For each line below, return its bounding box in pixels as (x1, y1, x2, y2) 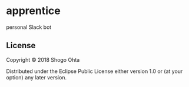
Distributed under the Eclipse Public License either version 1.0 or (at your (6, 68, 183, 75)
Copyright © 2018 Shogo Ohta (6, 56, 80, 63)
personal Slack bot (6, 24, 52, 31)
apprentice (6, 4, 61, 18)
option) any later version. (6, 73, 67, 81)
